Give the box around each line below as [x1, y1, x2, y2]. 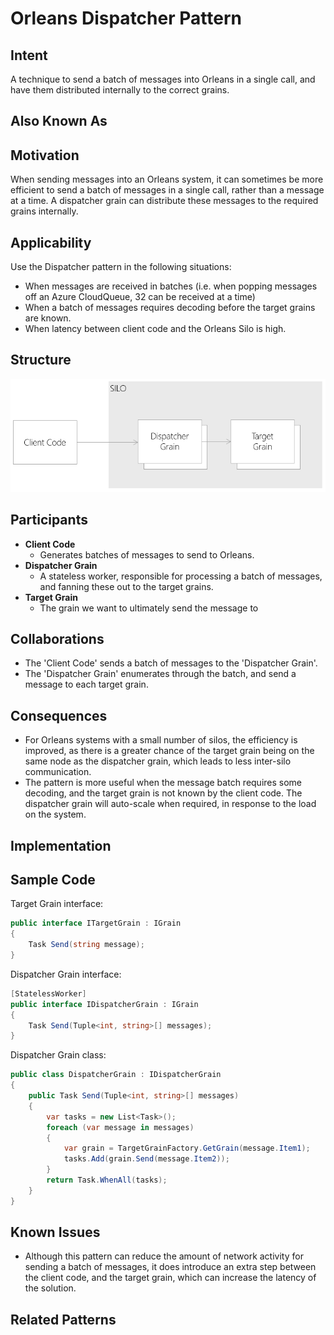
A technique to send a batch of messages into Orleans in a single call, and [10, 73, 316, 85]
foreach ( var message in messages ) [46, 1122, 195, 1132]
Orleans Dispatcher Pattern [10, 7, 242, 30]
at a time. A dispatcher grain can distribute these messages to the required [10, 195, 319, 207]
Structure [10, 352, 72, 369]
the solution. [24, 1282, 77, 1294]
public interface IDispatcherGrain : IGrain [10, 999, 199, 1009]
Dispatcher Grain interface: [10, 968, 122, 980]
